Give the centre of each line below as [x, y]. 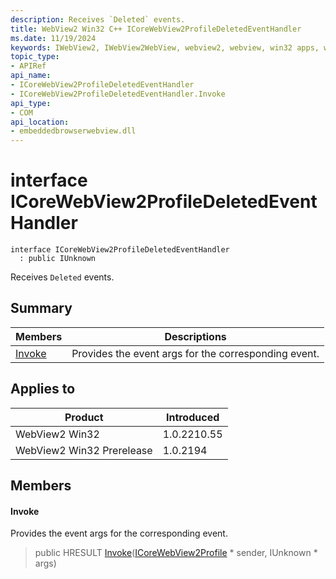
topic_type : [35, 57]
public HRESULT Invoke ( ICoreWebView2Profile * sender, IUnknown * [176, 553]
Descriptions [195, 336]
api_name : [31, 76]
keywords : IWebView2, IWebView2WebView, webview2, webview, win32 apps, [165, 47]
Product [84, 417]
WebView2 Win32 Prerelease [84, 450]
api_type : [31, 103]
